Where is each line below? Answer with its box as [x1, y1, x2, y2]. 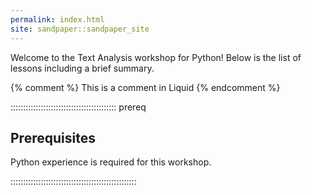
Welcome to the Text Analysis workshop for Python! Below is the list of [10, 51, 302, 63]
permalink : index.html [10, 14, 105, 25]
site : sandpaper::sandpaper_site [10, 24, 150, 34]
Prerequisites [10, 129, 96, 146]
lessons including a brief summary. [10, 62, 155, 74]
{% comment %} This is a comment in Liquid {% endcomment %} [10, 81, 281, 93]
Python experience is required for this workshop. [10, 156, 212, 168]
